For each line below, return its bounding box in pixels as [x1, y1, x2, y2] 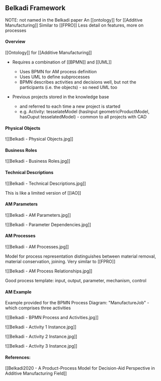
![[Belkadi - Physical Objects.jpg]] [5, 136, 74, 142]
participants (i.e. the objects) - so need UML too [19, 85, 117, 90]
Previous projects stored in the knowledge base [12, 94, 109, 100]
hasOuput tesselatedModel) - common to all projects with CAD [19, 114, 147, 120]
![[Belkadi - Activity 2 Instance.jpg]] [5, 334, 77, 340]
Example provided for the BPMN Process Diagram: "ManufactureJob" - [5, 300, 149, 306]
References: [5, 354, 31, 360]
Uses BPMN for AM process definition [19, 69, 97, 75]
